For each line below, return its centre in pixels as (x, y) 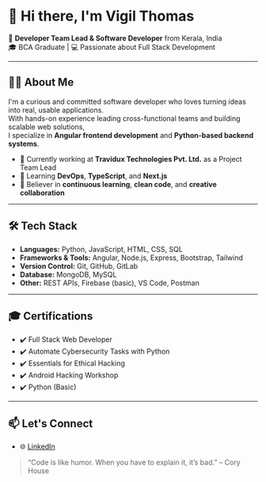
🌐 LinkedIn (37, 446)
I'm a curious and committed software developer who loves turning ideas (127, 101)
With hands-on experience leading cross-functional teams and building (124, 118)
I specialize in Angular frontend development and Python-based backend (131, 135)
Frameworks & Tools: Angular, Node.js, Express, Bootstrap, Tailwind (131, 258)
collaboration (42, 193)
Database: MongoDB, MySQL (68, 274)
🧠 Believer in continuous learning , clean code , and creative (118, 184)
